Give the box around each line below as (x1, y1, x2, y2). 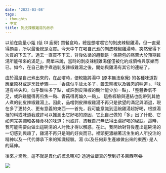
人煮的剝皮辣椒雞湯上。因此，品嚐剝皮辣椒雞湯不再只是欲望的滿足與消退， (5, 100, 157, 105)
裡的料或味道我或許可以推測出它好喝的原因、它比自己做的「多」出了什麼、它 (5, 112, 161, 118)
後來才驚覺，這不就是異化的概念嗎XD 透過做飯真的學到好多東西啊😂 (5, 153, 143, 159)
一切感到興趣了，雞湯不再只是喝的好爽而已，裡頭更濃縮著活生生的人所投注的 (5, 130, 161, 136)
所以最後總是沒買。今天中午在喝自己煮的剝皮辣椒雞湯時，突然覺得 (22, 46, 157, 52)
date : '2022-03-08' (5, 7, 45, 12)
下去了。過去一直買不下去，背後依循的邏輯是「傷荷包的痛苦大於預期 (18, 52, 157, 58)
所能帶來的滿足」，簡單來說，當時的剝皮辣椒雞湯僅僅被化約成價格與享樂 (9, 58, 155, 64)
